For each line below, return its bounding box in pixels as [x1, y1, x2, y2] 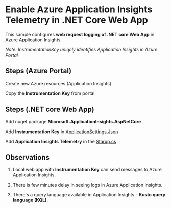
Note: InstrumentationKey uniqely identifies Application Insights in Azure [5, 46, 158, 53]
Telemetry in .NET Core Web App [5, 14, 148, 26]
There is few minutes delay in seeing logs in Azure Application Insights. [12, 182, 163, 188]
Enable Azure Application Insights [5, 4, 153, 15]
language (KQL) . [12, 197, 48, 203]
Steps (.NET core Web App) [5, 105, 94, 114]
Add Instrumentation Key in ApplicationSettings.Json [5, 128, 118, 135]
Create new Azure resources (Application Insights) [5, 80, 112, 86]
